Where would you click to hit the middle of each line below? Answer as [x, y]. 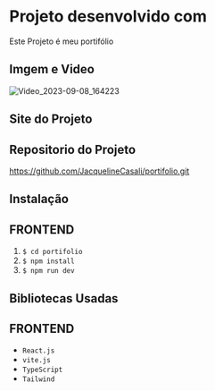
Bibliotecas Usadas [64, 298]
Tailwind [38, 379]
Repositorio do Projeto [73, 149]
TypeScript [42, 370]
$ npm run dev [48, 271]
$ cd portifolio [52, 252]
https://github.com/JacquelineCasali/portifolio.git [99, 171]
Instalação [39, 199]
